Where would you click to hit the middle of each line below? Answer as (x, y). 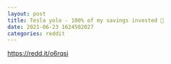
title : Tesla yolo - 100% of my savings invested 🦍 (85, 20)
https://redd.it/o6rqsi (38, 53)
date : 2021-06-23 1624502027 (51, 27)
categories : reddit (36, 33)
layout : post (27, 14)
